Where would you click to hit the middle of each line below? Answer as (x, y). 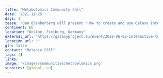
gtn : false (16, 46)
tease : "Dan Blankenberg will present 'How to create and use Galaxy (77, 23)
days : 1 (13, 18)
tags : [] (14, 55)
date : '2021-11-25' (25, 14)
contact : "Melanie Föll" (30, 50)
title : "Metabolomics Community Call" (44, 9)
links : (12, 59)
